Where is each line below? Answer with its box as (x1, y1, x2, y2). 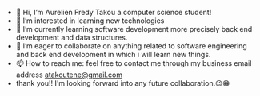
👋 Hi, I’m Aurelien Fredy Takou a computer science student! (15, 8, 212, 17)
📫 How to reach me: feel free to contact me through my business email (15, 59, 252, 67)
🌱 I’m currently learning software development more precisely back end (15, 25, 253, 33)
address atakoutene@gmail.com (15, 70, 122, 79)
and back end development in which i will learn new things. (15, 50, 211, 59)
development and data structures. (15, 33, 128, 42)
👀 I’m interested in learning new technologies (15, 16, 165, 25)
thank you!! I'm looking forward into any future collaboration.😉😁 (15, 79, 230, 87)
